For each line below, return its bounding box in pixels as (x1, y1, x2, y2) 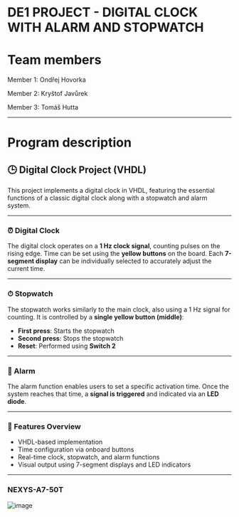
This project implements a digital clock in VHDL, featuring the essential (7, 186, 215, 195)
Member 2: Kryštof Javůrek (7, 90, 88, 98)
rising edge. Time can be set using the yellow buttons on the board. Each (7, 250, 224, 258)
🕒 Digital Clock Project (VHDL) (7, 164, 147, 176)
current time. (7, 265, 46, 273)
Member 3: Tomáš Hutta (7, 103, 79, 112)
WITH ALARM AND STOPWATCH (7, 19, 204, 36)
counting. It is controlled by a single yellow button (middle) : (7, 312, 184, 321)
